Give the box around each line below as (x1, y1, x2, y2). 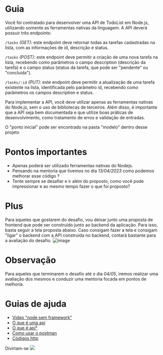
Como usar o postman (12, 330, 57, 336)
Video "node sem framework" (12, 314, 72, 320)
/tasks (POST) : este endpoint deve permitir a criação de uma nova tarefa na (5, 54, 158, 60)
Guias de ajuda (5, 298, 67, 309)
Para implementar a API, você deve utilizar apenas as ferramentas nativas (5, 99, 153, 105)
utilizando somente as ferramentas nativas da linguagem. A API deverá (5, 24, 147, 30)
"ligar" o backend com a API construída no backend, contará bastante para (5, 232, 156, 238)
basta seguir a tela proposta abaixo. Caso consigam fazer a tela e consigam (5, 227, 158, 233)
